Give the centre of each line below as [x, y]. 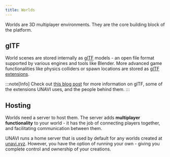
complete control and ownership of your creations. [58, 149]
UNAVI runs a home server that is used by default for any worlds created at [84, 138]
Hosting [18, 105]
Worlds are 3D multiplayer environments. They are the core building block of [85, 24]
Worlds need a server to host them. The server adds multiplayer [73, 118]
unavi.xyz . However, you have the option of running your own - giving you [82, 144]
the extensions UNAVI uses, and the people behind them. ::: [67, 89]
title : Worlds [20, 10]
